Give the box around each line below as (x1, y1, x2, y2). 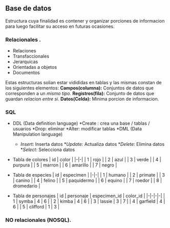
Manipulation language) (12, 131, 63, 138)
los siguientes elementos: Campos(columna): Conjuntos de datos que (5, 85, 154, 91)
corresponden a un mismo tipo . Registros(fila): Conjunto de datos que (5, 90, 155, 97)
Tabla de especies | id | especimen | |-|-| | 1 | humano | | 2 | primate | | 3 (12, 172, 165, 178)
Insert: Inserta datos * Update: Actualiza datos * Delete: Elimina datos (20, 141, 165, 147)
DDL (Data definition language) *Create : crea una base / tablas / (12, 120, 150, 126)
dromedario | (12, 183, 40, 189)
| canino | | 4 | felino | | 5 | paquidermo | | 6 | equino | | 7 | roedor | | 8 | (12, 177, 162, 184)
